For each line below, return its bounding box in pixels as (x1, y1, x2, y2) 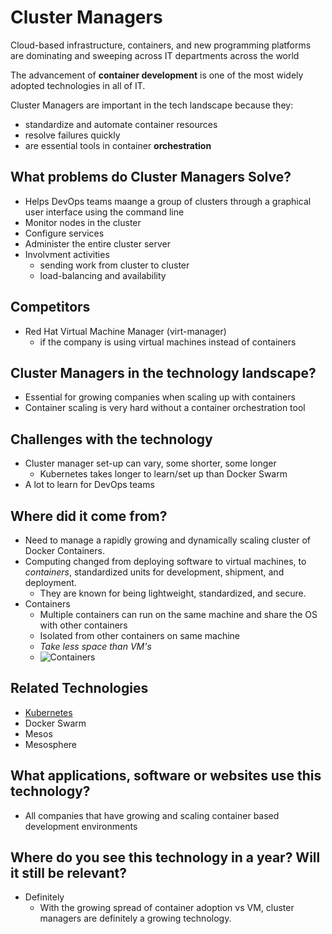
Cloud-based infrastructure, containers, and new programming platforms (10, 39, 312, 51)
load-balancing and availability (39, 269, 167, 281)
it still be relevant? (10, 865, 128, 882)
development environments (24, 820, 138, 832)
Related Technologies (10, 680, 149, 697)
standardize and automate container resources (24, 118, 218, 130)
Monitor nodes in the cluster (24, 216, 142, 228)
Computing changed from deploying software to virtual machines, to (24, 556, 307, 567)
